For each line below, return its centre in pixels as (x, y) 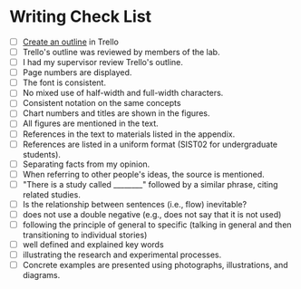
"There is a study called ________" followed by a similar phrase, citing (150, 184)
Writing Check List (81, 17)
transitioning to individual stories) (85, 235)
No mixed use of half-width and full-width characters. (123, 93)
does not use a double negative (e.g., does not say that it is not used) (152, 214)
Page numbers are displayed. (77, 72)
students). (42, 154)
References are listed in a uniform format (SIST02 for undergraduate (150, 144)
